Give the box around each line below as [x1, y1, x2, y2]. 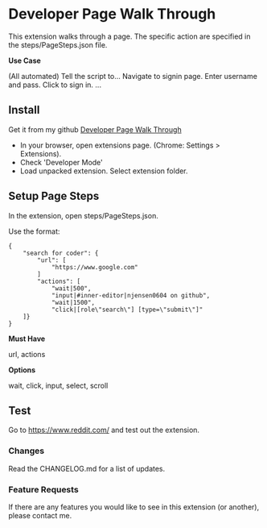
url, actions [8, 349, 46, 359]
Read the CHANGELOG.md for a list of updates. [8, 464, 166, 473]
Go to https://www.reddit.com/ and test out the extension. [8, 425, 199, 435]
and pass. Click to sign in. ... [8, 80, 102, 89]
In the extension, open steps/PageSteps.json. [8, 210, 158, 220]
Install [8, 103, 40, 117]
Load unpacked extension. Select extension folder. [19, 166, 188, 176]
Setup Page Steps [8, 189, 100, 203]
